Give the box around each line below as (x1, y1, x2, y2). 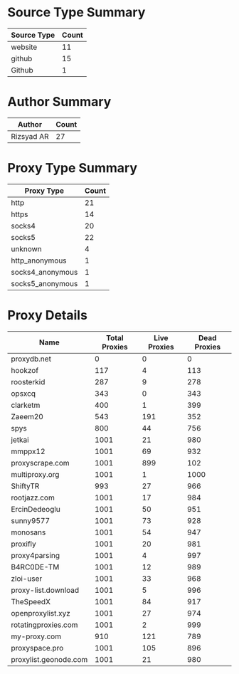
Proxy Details (7, 307, 87, 323)
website (11, 42, 38, 52)
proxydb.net (11, 354, 52, 364)
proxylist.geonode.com (11, 654, 88, 664)
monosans (11, 527, 46, 537)
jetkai (11, 435, 30, 445)
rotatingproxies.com (11, 620, 78, 630)
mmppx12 (11, 446, 46, 456)
